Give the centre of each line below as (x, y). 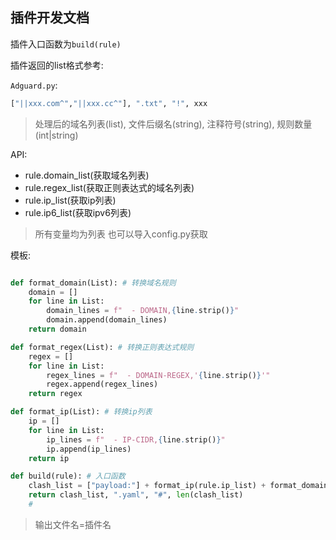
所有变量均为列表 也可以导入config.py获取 (121, 234)
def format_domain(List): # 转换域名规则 (93, 283)
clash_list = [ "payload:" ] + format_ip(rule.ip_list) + (147, 486)
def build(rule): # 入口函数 (68, 476)
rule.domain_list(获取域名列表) (87, 175)
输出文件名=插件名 (73, 524)
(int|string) (56, 135)
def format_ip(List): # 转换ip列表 (81, 412)
